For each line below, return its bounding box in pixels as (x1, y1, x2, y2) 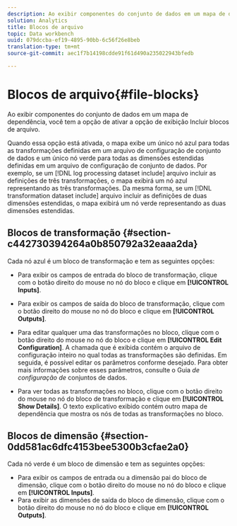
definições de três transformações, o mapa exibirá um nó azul (7, 176, 188, 185)
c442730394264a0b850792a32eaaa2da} (7, 238, 198, 250)
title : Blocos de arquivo (7, 23, 83, 30)
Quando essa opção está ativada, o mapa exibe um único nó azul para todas (7, 139, 230, 147)
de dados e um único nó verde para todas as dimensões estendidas (7, 154, 205, 162)
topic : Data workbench (7, 30, 74, 38)
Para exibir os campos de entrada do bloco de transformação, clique (17, 270, 217, 279)
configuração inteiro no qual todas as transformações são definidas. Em (17, 350, 227, 359)
